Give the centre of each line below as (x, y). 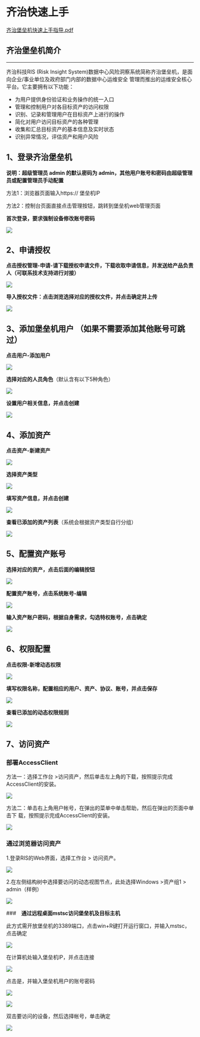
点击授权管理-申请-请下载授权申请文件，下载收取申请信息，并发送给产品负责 (100, 266)
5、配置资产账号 (36, 554)
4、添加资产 (29, 435)
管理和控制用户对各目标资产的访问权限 (62, 107)
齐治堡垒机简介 (34, 50)
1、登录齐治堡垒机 (39, 157)
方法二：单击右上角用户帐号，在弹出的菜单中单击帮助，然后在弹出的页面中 (97, 808)
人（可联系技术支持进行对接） (43, 273)
